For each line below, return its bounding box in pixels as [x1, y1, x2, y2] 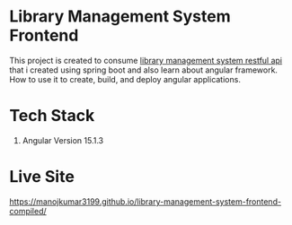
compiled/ [9, 205, 47, 216]
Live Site [9, 167, 75, 187]
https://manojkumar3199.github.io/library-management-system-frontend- [9, 195, 281, 207]
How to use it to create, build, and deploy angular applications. [9, 74, 241, 84]
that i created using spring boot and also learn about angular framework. [9, 65, 279, 75]
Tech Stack [9, 106, 95, 126]
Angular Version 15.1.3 [22, 134, 104, 145]
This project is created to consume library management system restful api [9, 55, 283, 65]
